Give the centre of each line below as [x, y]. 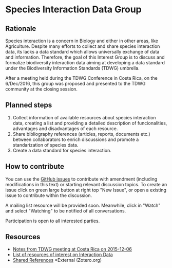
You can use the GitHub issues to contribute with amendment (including [81, 179]
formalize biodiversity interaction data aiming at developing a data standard [85, 62]
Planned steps [29, 105]
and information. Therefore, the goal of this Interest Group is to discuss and [85, 57]
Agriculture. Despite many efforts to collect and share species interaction [83, 46]
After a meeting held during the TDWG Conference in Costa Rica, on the [81, 78]
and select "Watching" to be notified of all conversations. [66, 211]
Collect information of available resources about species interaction [84, 117]
